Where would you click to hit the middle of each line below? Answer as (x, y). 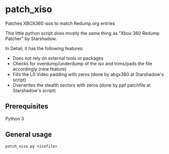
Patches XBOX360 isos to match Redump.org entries (60, 23)
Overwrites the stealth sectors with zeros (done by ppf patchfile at (81, 85)
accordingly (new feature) (39, 69)
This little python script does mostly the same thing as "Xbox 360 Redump (82, 33)
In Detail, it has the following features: (44, 48)
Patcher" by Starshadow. (31, 38)
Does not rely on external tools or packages (58, 58)
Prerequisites (27, 107)
